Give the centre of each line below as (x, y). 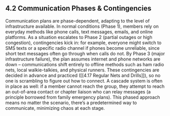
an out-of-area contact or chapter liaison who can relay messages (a (78, 91)
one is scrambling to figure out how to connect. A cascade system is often (84, 81)
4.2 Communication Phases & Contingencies (78, 8)
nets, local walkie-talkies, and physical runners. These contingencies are (82, 70)
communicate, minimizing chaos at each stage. (55, 108)
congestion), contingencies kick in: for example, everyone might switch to (83, 43)
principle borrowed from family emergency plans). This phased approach (83, 97)
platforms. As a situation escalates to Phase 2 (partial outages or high (79, 37)
